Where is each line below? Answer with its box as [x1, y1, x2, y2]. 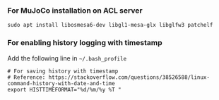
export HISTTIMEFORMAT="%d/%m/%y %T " [7, 86, 122, 93]
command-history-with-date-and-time [7, 80, 115, 87]
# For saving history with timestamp [7, 68, 119, 75]
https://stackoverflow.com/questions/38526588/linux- [48, 73, 211, 81]
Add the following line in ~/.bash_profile [7, 54, 127, 62]
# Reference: [7, 73, 46, 81]
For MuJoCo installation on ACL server [7, 6, 143, 15]
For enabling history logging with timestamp [7, 38, 162, 48]
